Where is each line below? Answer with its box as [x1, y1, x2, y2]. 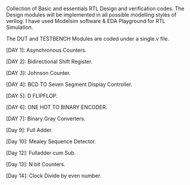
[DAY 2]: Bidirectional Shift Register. [6, 58, 93, 65]
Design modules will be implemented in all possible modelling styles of [6, 11, 177, 18]
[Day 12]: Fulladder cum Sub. [6, 150, 76, 156]
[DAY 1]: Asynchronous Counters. [6, 47, 87, 54]
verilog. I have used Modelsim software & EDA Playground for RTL [6, 18, 166, 24]
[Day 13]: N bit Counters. [6, 161, 66, 167]
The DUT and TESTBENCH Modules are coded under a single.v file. [6, 35, 169, 42]
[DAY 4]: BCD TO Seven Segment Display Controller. [6, 81, 133, 88]
